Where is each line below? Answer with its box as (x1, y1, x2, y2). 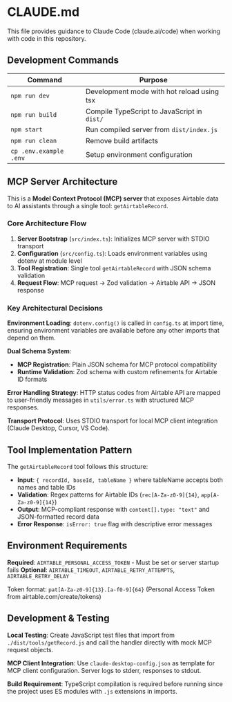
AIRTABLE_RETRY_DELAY (7, 573, 70, 580)
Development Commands (7, 55, 119, 66)
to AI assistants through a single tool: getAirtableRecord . (7, 201, 168, 210)
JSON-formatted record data (17, 512, 100, 521)
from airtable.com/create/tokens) (7, 592, 101, 600)
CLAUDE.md (7, 4, 80, 20)
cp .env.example (10, 147, 64, 155)
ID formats (17, 375, 48, 384)
